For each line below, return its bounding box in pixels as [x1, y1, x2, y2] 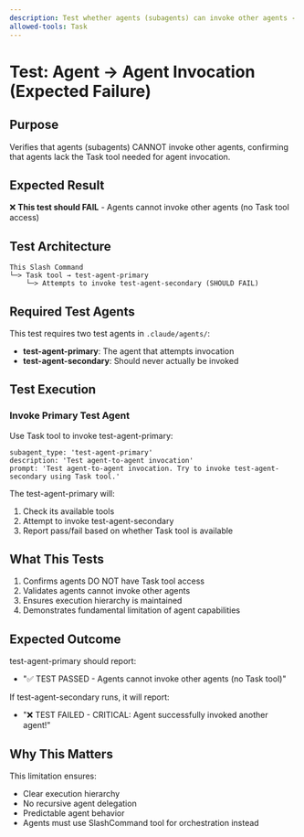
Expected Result [9, 177, 105, 193]
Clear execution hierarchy [22, 789, 121, 799]
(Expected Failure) [9, 80, 152, 102]
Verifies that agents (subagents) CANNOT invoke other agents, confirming [9, 141, 289, 152]
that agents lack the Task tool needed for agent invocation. [9, 151, 231, 162]
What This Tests [9, 552, 105, 567]
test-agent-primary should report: [9, 656, 137, 667]
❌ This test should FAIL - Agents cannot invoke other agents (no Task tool [9, 202, 289, 213]
